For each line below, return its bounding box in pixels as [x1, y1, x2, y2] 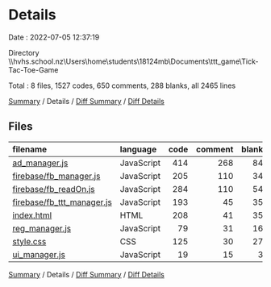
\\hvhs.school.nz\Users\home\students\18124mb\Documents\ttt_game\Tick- [8, 56, 259, 66]
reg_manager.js [12, 223, 71, 234]
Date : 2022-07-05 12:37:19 [8, 32, 100, 42]
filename [12, 143, 48, 155]
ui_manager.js [12, 248, 66, 260]
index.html [12, 210, 52, 221]
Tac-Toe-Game [8, 64, 59, 74]
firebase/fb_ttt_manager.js [12, 196, 113, 207]
